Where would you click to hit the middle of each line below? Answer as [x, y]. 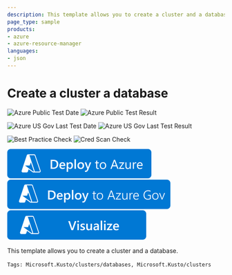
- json [17, 59]
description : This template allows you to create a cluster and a [105, 15]
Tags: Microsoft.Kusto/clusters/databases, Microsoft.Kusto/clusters [109, 265]
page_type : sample [33, 22]
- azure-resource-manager [44, 44]
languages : [23, 51]
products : [21, 29]
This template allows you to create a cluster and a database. [93, 250]
